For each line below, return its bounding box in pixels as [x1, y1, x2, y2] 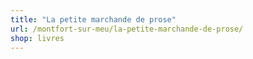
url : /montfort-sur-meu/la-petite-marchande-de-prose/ [10, 24, 244, 34]
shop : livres [10, 33, 65, 43]
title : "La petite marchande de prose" [10, 14, 177, 25]
